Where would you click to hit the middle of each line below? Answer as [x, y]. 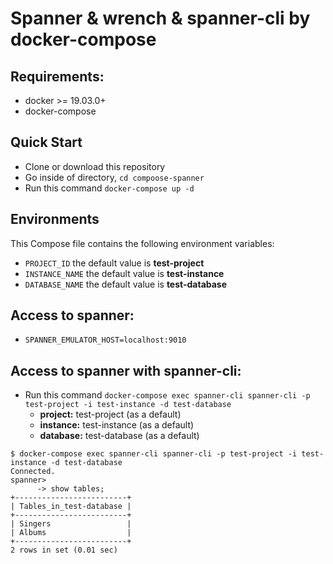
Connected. [33, 472]
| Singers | [71, 524]
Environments [55, 219]
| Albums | [71, 533]
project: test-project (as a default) [110, 414]
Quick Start [46, 142]
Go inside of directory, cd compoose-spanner [114, 177]
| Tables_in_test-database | [71, 507]
